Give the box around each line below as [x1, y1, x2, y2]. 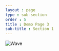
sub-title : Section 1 [5, 27, 54, 32]
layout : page [5, 7, 36, 13]
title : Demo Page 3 [5, 21, 50, 27]
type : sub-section [5, 12, 47, 17]
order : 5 [5, 17, 27, 22]
